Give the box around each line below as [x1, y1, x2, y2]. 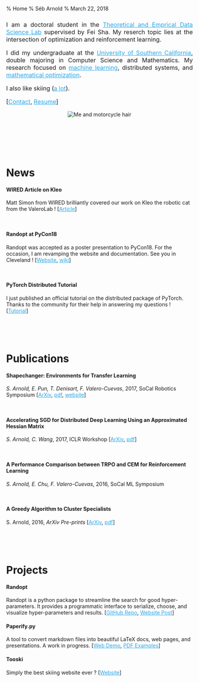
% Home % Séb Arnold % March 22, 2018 [6, 5, 109, 12]
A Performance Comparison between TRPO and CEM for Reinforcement [6, 460, 187, 468]
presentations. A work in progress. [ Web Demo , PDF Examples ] [6, 642, 161, 649]
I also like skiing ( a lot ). [6, 84, 70, 92]
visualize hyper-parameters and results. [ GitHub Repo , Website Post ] [6, 609, 175, 616]
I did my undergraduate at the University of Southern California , [6, 49, 194, 57]
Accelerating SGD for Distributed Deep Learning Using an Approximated [6, 416, 188, 423]
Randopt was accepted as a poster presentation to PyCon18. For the [6, 244, 172, 251]
